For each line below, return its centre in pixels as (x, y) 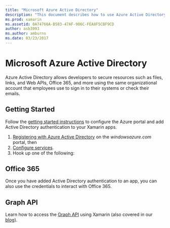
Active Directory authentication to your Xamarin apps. (61, 127)
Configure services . (33, 147)
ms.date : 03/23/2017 (27, 39)
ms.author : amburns (26, 33)
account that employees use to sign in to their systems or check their (77, 88)
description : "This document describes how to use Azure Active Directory (86, 15)
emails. (13, 93)
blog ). (11, 220)
